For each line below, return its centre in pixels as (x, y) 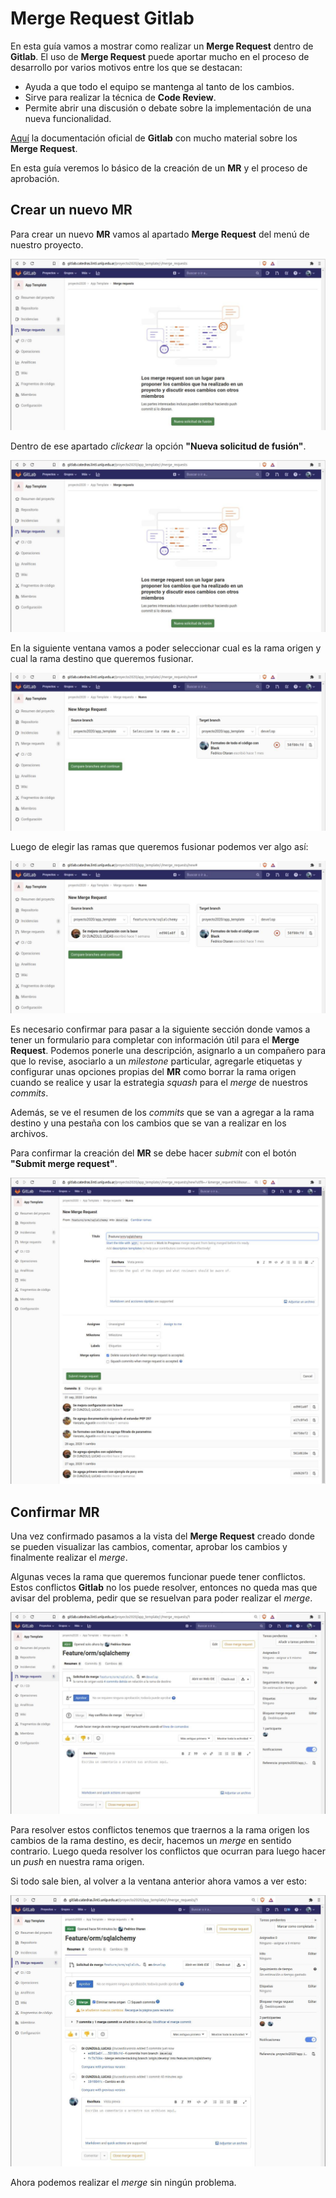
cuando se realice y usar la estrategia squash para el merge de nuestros (159, 1083)
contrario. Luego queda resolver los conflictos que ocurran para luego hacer (168, 1851)
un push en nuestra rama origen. (77, 1862)
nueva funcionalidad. (68, 118)
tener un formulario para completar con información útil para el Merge (155, 1040)
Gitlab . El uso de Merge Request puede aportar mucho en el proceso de (160, 56)
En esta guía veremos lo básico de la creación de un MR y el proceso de (159, 168)
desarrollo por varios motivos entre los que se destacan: (126, 67)
